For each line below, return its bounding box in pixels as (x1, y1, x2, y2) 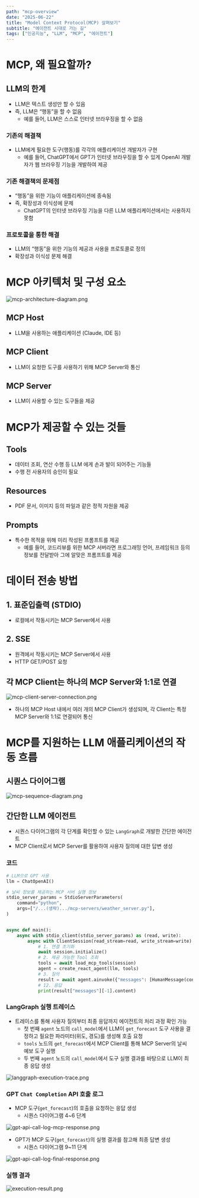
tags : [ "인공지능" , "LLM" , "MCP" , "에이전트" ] (6, 31, 114, 37)
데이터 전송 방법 (6, 574, 78, 588)
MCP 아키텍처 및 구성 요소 (6, 275, 126, 289)
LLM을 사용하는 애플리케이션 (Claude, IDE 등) (14, 329, 121, 336)
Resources (6, 486, 47, 496)
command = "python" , (17, 900, 62, 906)
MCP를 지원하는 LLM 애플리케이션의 (6, 736, 174, 749)
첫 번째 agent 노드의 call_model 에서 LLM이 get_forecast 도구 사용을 (23, 1025, 185, 1032)
